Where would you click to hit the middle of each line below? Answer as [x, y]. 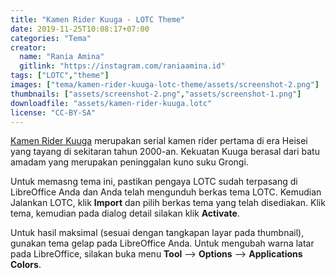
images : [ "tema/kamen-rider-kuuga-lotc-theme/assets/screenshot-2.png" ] [165, 85]
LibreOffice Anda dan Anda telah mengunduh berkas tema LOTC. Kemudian [166, 192]
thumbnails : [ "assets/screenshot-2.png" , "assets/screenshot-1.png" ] [156, 94]
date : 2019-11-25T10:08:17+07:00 [80, 29]
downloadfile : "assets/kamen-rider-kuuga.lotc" [111, 103]
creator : [28, 47]
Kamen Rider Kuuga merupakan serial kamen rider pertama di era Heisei [159, 141]
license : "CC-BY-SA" [53, 112]
